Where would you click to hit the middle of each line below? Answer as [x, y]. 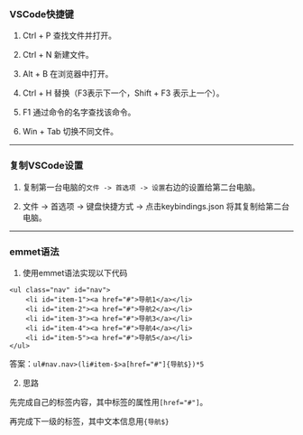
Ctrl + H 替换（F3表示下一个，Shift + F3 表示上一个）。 [123, 93]
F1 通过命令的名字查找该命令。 [79, 112]
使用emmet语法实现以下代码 [75, 273]
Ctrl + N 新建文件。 [58, 55]
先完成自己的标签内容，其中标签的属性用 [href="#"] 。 [109, 402]
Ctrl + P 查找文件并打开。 [69, 36]
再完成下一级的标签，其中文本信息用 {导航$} [89, 421]
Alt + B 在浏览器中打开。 [68, 74]
